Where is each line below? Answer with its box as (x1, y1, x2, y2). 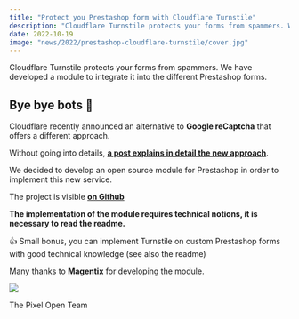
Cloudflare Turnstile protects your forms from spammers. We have (9, 62, 253, 73)
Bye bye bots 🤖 (9, 97, 93, 112)
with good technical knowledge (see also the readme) (9, 249, 206, 259)
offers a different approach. (9, 131, 110, 141)
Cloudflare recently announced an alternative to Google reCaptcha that (9, 121, 271, 132)
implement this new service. (9, 174, 113, 185)
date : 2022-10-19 (9, 29, 74, 38)
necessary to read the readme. (9, 219, 126, 229)
